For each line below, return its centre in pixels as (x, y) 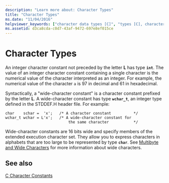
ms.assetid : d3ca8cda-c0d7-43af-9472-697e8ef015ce (59, 29)
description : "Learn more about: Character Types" (59, 10)
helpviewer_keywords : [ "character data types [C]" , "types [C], (74, 24)
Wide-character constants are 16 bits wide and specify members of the (79, 132)
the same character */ (103, 122)
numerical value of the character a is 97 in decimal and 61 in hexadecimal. (82, 84)
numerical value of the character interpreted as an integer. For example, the (83, 78)
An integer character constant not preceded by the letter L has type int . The (84, 68)
